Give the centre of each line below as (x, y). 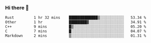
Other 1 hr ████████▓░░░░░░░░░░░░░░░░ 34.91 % (76, 22)
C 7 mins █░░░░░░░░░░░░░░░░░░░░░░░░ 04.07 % (76, 31)
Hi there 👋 (17, 8)
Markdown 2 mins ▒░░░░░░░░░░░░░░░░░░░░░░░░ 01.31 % (76, 36)
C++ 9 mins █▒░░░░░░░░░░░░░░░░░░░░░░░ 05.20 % (76, 27)
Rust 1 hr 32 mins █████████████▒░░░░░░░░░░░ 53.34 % (76, 18)
